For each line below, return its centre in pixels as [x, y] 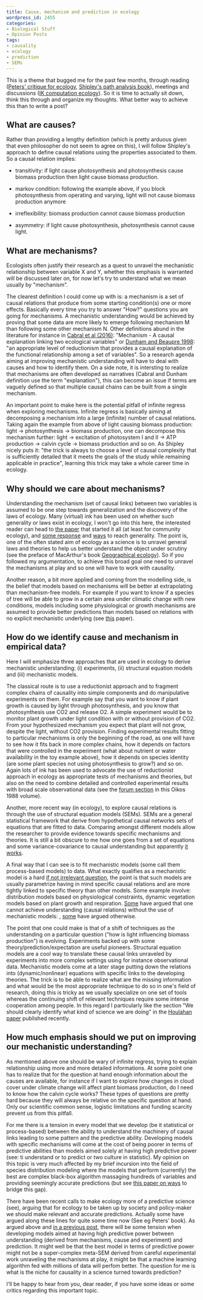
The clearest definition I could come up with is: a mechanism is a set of [95, 297]
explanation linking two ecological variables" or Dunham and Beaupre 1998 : [101, 342]
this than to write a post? [37, 106]
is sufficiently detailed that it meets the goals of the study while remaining [98, 457]
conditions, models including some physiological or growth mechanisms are [101, 605]
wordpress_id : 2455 [31, 18]
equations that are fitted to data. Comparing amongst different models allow [101, 827]
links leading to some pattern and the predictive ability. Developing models [99, 1138]
